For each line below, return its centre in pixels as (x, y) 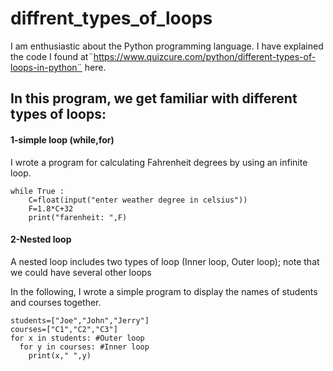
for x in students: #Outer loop (77, 338)
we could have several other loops (81, 272)
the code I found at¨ (52, 56)
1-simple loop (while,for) (62, 139)
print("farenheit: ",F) (78, 217)
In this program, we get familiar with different (154, 98)
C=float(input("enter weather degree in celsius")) (138, 200)
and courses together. (56, 302)
